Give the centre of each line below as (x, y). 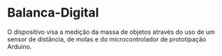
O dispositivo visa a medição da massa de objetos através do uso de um (111, 32)
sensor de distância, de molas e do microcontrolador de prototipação (107, 39)
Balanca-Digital (53, 13)
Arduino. (20, 46)
